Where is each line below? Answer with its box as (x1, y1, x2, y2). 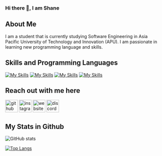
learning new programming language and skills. (5, 44, 103, 50)
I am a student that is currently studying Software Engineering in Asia (5, 33, 148, 39)
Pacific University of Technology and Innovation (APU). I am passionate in (5, 39, 157, 45)
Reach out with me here (5, 86, 80, 95)
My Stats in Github (5, 122, 64, 131)
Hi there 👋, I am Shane (5, 5, 60, 12)
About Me (5, 20, 36, 29)
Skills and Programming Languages (5, 59, 118, 67)
